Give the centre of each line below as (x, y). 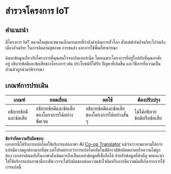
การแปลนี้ (13, 167)
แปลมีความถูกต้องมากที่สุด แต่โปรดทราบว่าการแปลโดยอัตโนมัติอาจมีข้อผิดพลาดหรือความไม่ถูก (83, 150)
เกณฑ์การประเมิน (27, 85)
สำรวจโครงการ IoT (37, 11)
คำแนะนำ (17, 30)
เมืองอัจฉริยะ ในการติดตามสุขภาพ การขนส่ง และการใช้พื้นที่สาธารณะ (62, 48)
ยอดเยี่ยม (58, 100)
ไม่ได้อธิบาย (145, 112)
